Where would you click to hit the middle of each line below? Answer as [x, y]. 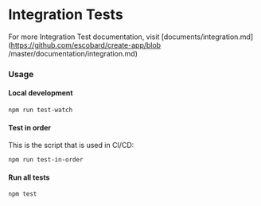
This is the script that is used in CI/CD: [71, 146]
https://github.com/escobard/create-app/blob [86, 45]
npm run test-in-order [46, 160]
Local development [41, 93]
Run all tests [29, 177]
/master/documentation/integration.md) [73, 53]
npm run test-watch [41, 110]
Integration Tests [66, 15]
